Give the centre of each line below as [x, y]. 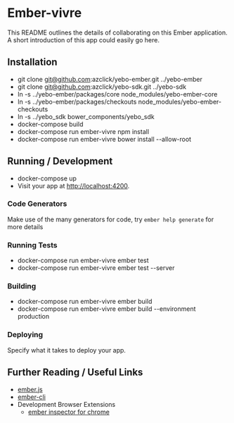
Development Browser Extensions [66, 404]
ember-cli [31, 397]
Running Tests [32, 245]
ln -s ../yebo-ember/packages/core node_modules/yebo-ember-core [117, 94]
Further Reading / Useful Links [75, 373]
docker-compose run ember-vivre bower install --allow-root [104, 139]
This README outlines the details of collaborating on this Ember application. [117, 32]
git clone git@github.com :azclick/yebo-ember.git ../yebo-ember [110, 79]
